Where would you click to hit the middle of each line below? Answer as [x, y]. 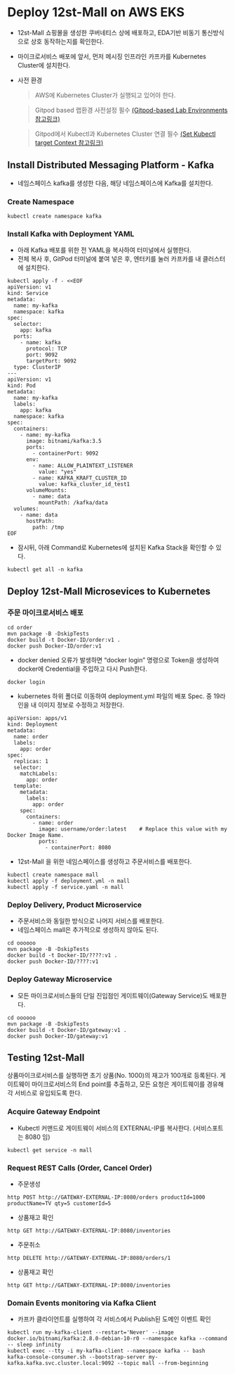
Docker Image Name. [36, 836]
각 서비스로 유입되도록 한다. [45, 1093]
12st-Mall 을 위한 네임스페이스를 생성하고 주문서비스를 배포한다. [105, 862]
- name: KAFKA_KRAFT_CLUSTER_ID [80, 478]
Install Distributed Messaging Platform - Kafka [111, 165]
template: [28, 786]
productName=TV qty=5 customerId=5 [59, 1204]
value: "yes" [58, 472]
